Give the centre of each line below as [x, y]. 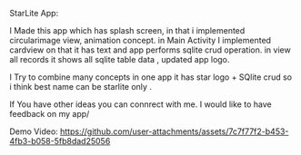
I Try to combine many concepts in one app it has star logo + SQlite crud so [151, 77]
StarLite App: [34, 13]
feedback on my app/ [50, 114]
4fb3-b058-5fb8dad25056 [60, 141]
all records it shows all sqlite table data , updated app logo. [120, 59]
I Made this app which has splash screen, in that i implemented [127, 30]
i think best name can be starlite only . [81, 87]
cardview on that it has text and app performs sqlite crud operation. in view [150, 50]
